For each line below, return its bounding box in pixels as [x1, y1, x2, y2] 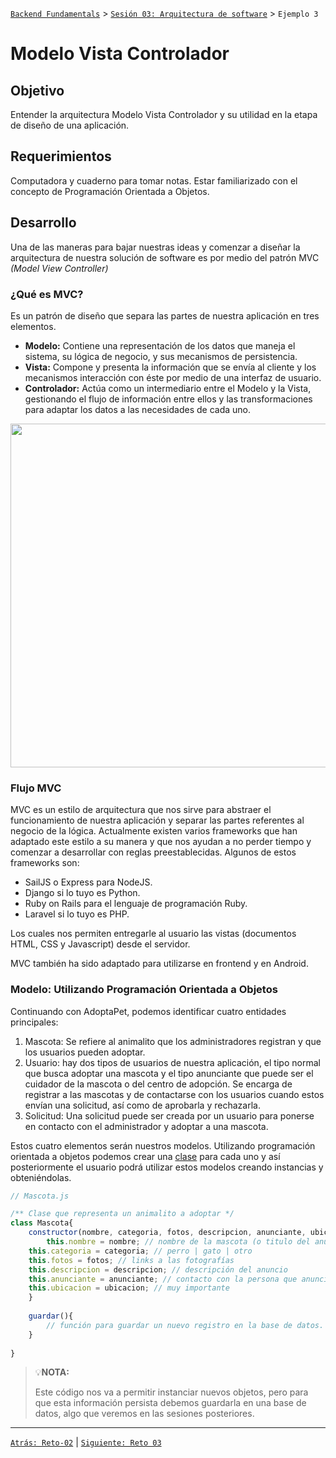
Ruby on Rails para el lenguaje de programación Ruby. [24, 898, 248, 910]
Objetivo [10, 82, 65, 99]
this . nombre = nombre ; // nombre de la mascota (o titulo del [46, 1237, 311, 1247]
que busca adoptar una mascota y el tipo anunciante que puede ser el [24, 1067, 314, 1079]
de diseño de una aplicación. [10, 119, 130, 131]
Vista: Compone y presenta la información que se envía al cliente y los [24, 361, 317, 373]
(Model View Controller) [10, 262, 109, 274]
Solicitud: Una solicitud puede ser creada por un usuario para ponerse [24, 1109, 315, 1122]
